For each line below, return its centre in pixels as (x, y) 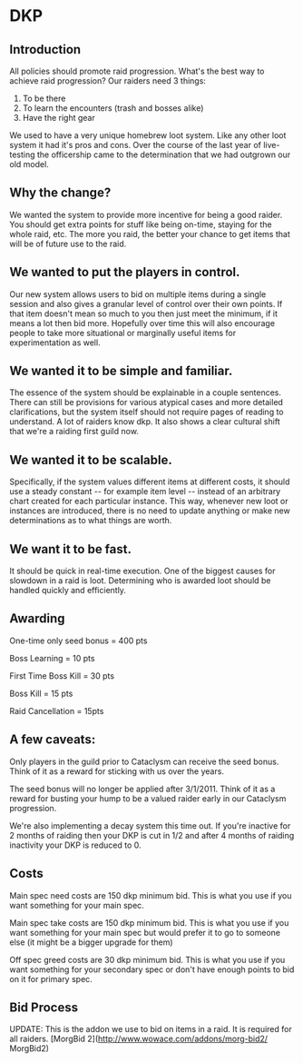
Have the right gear (59, 118)
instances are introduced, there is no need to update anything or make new (150, 511)
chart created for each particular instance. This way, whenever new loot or (149, 502)
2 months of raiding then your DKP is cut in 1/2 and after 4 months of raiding (152, 835)
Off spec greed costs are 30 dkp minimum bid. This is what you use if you (147, 959)
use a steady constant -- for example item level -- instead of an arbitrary (145, 492)
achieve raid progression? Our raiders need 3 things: (108, 81)
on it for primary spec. (51, 979)
